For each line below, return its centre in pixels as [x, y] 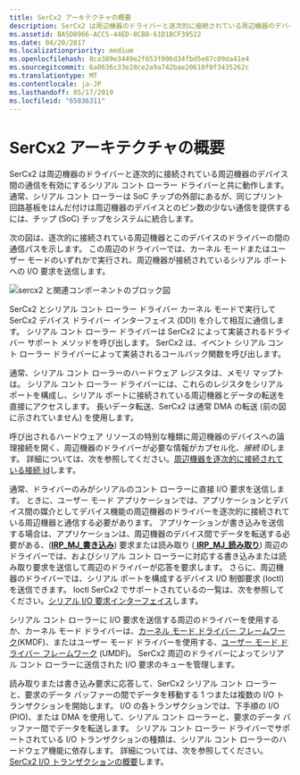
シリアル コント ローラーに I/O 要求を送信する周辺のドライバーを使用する [144, 620]
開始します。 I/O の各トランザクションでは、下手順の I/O [175, 706]
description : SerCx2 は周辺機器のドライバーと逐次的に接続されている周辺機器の [142, 26]
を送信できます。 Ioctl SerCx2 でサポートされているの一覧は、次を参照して [147, 590]
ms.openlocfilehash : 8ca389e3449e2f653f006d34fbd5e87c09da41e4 [129, 59]
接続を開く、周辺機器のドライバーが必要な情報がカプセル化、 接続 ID [143, 448]
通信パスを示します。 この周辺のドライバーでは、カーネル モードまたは [140, 249]
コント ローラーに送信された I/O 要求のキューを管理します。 [129, 665]
